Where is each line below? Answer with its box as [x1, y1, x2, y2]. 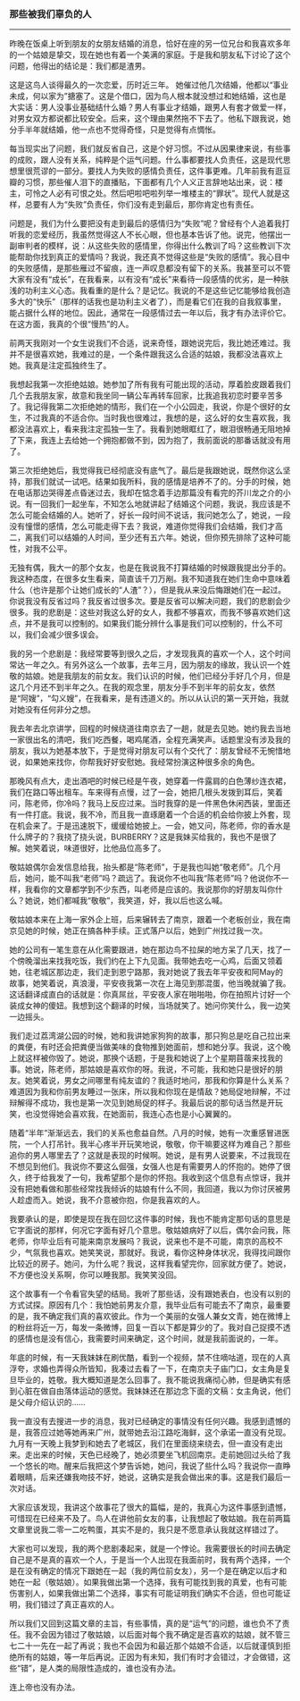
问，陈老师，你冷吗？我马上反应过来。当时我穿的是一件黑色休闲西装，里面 [9, 798, 283, 809]
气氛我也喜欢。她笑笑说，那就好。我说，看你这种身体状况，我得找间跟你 [24, 1247, 291, 1258]
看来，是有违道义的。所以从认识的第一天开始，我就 [101, 693, 289, 703]
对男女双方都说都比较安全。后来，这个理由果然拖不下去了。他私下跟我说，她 [9, 114, 291, 124]
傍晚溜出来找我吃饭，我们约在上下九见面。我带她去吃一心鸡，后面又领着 [16, 956, 283, 966]
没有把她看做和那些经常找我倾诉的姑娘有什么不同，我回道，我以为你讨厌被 [9, 1183, 283, 1194]
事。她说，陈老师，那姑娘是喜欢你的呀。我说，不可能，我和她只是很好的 [9, 1064, 275, 1074]
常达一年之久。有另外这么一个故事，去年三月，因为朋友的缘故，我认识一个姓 [9, 660, 291, 670]
